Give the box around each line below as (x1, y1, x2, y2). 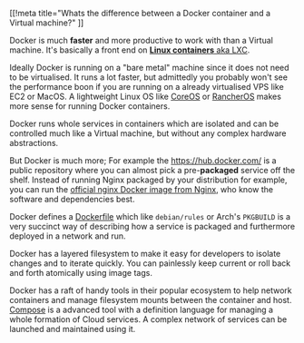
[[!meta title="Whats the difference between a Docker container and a (9, 8, 270, 18)
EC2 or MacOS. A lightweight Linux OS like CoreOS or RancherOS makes (9, 91, 281, 102)
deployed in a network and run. (9, 230, 126, 241)
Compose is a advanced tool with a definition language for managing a (9, 304, 274, 315)
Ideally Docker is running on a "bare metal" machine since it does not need (9, 63, 289, 73)
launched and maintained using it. (9, 324, 136, 334)
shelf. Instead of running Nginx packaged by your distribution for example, (9, 174, 288, 185)
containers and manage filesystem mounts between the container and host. (9, 295, 292, 305)
